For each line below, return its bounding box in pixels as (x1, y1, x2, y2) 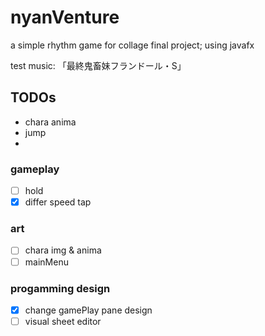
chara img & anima (24, 244, 102, 256)
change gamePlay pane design (24, 304, 153, 316)
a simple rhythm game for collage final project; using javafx (10, 39, 255, 51)
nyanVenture (10, 6, 120, 29)
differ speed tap (24, 196, 92, 208)
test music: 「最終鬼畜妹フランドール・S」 (10, 59, 187, 71)
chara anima (24, 116, 77, 128)
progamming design (10, 281, 111, 295)
